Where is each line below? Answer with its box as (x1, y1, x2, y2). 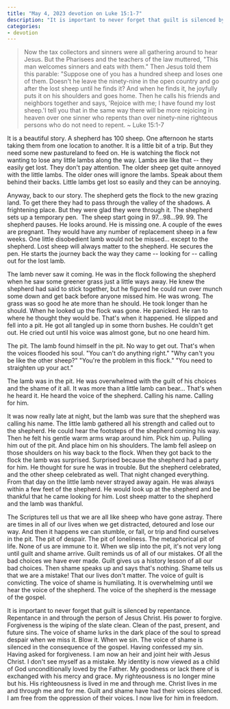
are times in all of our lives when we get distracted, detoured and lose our (7, 520, 215, 528)
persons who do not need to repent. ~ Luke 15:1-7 (23, 121, 164, 129)
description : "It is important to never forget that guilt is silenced (7, 16, 216, 23)
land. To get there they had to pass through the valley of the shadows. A (7, 198, 211, 207)
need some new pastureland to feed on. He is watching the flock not (7, 149, 201, 157)
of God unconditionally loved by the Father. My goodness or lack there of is (7, 665, 220, 673)
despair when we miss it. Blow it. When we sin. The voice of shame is (7, 636, 203, 644)
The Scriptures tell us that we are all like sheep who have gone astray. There (7, 513, 222, 522)
